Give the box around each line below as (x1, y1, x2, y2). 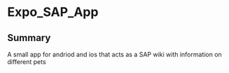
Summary (7, 32, 51, 44)
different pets (7, 58, 47, 66)
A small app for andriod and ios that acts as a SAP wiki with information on (7, 50, 222, 58)
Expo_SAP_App (7, 4, 99, 20)
